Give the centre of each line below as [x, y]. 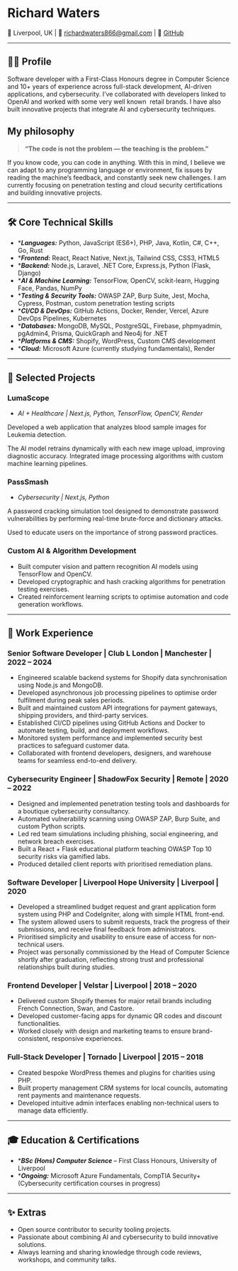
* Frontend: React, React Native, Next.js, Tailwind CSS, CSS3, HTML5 [118, 258]
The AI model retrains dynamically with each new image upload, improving [116, 448]
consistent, [34, 1039]
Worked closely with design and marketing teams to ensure [104, 1031]
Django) [29, 273]
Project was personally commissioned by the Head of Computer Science [124, 952]
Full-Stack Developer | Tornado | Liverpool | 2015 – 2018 [106, 1057]
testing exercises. [43, 589]
